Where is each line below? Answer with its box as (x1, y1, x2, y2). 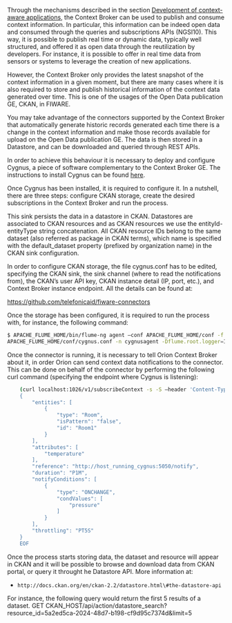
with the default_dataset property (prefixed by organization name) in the (7, 242, 213, 249)
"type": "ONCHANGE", (56, 488, 116, 496)
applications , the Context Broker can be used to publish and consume (26, 13, 225, 21)
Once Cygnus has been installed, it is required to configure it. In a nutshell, (7, 184, 220, 192)
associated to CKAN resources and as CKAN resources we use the (7, 220, 197, 227)
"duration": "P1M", (32, 470, 88, 477)
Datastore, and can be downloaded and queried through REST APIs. (7, 143, 200, 151)
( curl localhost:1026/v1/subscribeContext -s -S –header (19, 386, 187, 393)
